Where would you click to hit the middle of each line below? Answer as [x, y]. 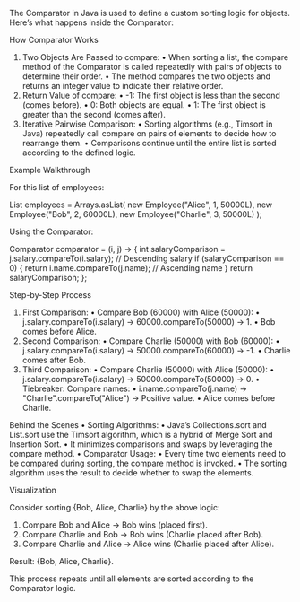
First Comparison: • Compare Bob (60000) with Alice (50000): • [141, 312]
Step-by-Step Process [51, 295]
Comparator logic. [43, 588]
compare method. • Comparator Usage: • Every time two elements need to [148, 454]
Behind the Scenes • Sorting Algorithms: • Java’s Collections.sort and [138, 425]
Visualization [33, 490]
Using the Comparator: [51, 231]
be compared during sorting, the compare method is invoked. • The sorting [148, 463]
